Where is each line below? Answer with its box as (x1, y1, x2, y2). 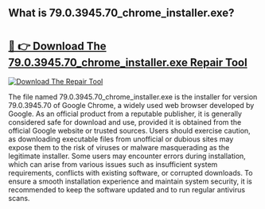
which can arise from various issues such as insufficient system (8, 160, 218, 169)
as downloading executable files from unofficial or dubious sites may (8, 134, 234, 144)
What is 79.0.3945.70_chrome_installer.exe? (8, 6, 235, 20)
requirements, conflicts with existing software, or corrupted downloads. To (8, 168, 253, 177)
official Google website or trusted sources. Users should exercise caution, (8, 126, 251, 135)
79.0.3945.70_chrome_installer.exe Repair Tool (8, 56, 248, 69)
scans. (8, 194, 30, 203)
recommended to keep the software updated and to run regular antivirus (8, 185, 245, 194)
